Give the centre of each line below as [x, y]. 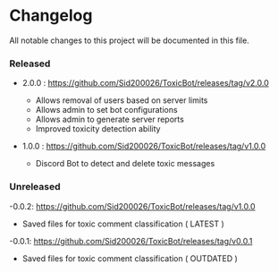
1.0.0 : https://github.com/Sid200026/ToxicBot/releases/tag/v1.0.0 [144, 146]
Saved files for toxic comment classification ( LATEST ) [123, 224]
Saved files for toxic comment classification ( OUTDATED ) [130, 258]
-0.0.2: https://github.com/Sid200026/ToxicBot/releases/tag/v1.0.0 [133, 206]
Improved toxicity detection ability [98, 129]
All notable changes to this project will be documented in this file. [130, 40]
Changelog [51, 16]
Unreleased [35, 187]
